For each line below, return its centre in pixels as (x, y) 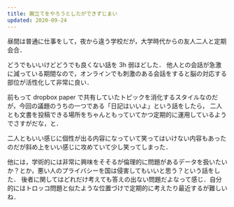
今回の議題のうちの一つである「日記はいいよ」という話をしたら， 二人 (121, 106)
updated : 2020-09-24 (37, 20)
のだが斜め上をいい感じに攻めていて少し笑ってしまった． (90, 147)
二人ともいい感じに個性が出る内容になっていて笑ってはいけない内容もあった (117, 138)
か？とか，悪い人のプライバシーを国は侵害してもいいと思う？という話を (111, 170)
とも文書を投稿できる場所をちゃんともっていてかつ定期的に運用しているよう (117, 114)
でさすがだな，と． (35, 123)
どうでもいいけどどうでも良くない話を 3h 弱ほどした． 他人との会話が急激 (115, 64)
